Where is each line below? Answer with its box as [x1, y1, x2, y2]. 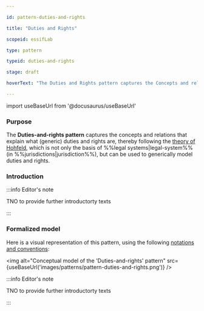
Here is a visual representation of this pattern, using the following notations [6, 239, 194, 246]
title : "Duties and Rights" [6, 25, 78, 31]
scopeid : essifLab [6, 36, 53, 43]
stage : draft [6, 69, 39, 75]
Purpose [6, 117, 32, 125]
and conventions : [6, 245, 50, 253]
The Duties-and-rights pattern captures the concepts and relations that [6, 131, 187, 139]
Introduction [6, 172, 44, 181]
